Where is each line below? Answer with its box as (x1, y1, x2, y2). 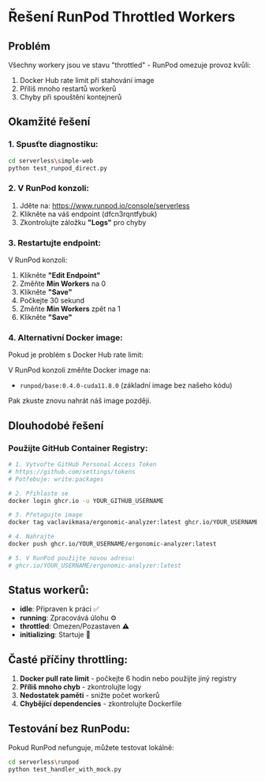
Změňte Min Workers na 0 (19, 279, 106, 288)
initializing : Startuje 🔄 (19, 630, 91, 640)
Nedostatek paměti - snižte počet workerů (19, 691, 160, 700)
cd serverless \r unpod (8, 758, 80, 766)
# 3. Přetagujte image (8, 511, 83, 519)
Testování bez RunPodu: (8, 722, 130, 735)
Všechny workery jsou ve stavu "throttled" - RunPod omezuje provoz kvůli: (8, 60, 251, 69)
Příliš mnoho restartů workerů (19, 84, 117, 93)
